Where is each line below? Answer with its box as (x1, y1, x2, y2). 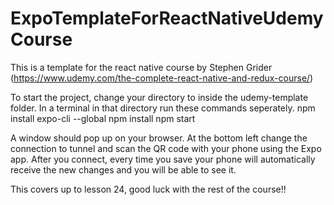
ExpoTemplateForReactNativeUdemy (10, 7, 324, 30)
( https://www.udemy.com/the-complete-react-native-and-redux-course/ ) (10, 72, 314, 84)
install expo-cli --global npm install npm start (10, 112, 196, 124)
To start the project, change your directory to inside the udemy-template (10, 91, 309, 103)
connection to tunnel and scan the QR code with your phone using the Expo (10, 142, 322, 154)
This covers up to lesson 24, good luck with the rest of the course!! (10, 183, 287, 195)
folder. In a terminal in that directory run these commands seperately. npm (10, 102, 316, 114)
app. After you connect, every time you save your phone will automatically (10, 153, 316, 165)
